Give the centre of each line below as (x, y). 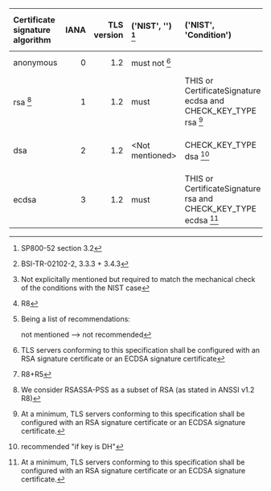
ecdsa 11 (202, 219)
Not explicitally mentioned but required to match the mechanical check (138, 279)
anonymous (35, 62)
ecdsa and (204, 101)
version (109, 35)
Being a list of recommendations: (76, 319)
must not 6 (151, 63)
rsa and (199, 198)
